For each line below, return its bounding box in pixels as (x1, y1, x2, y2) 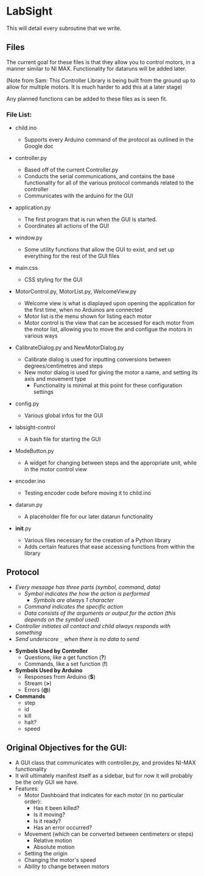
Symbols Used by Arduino (15, 667, 83, 674)
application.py (15, 204, 51, 211)
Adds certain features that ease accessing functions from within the (24, 543, 195, 551)
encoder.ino (15, 477, 46, 485)
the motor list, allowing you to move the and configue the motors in (24, 325, 192, 333)
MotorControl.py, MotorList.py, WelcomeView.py (15, 288, 137, 295)
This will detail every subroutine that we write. (6, 24, 122, 32)
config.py (15, 400, 40, 407)
